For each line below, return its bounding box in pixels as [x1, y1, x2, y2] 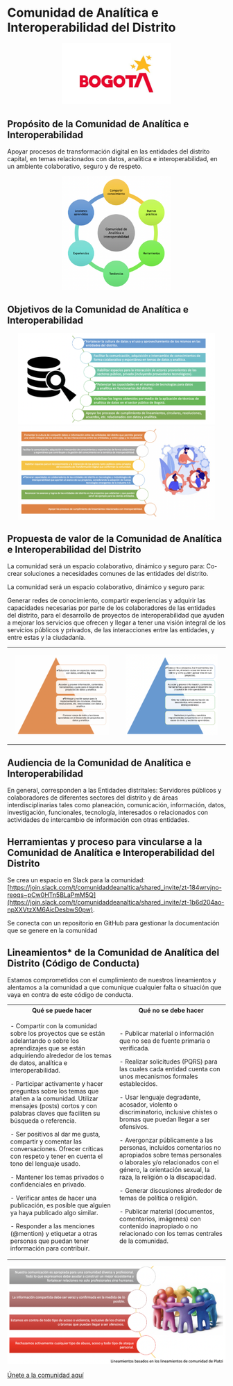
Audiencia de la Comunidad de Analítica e [7, 757, 191, 768]
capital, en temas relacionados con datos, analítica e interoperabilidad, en [7, 155, 218, 163]
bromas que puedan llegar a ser [119, 1115, 210, 1123]
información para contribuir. [10, 1244, 90, 1252]
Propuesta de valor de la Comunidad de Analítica [7, 533, 223, 545]
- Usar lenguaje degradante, [119, 1093, 201, 1101]
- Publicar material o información [119, 1029, 214, 1037]
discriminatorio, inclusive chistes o [119, 1107, 218, 1116]
